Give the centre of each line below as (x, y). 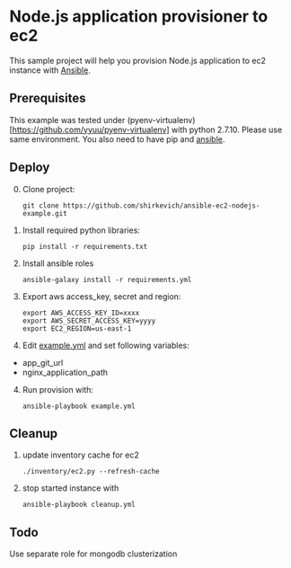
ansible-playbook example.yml (79, 406)
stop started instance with (71, 488)
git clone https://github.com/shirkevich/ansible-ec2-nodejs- (141, 205)
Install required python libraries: (81, 230)
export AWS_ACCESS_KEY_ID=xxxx (81, 313)
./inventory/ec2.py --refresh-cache (91, 472)
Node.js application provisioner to (139, 17)
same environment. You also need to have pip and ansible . (117, 139)
